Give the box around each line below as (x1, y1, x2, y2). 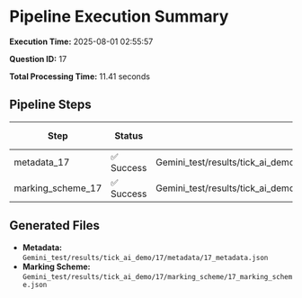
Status (114, 129, 144, 141)
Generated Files (9, 218, 101, 233)
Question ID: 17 (9, 53, 67, 64)
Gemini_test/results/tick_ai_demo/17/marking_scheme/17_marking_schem (22, 272, 293, 281)
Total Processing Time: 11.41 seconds (9, 70, 151, 82)
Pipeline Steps (9, 97, 92, 113)
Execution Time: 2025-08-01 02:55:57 (9, 36, 154, 47)
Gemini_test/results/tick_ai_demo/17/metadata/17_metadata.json (22, 253, 269, 262)
